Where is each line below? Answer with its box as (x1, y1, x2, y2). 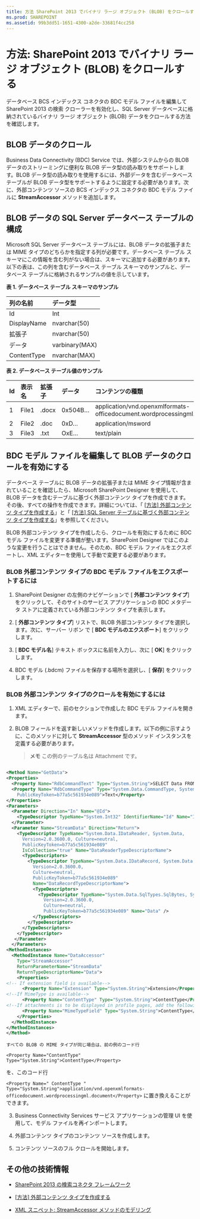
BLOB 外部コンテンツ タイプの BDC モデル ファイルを (6, 567, 158, 576)
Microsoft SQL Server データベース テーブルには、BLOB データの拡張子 (6, 241, 181, 248)
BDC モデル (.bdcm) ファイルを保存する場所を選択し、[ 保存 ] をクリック (14, 666, 192, 674)
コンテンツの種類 (95, 387, 143, 395)
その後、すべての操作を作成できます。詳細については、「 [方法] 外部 (6, 501, 171, 508)
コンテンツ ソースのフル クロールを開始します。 (14, 1145, 132, 1152)
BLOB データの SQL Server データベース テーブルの (6, 213, 194, 223)
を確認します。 (6, 120, 43, 128)
